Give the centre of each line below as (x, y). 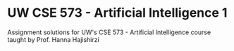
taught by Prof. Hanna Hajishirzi (54, 39)
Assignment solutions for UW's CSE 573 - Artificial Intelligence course (109, 32)
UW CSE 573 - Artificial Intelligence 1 (117, 13)
